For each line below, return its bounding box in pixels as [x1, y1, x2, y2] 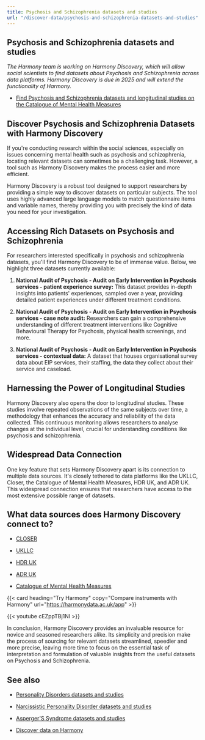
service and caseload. [15, 365, 72, 372]
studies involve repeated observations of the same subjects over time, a [7, 405, 188, 413]
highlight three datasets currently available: [7, 264, 116, 272]
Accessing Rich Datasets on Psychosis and [7, 226, 174, 236]
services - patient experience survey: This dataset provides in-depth [15, 283, 193, 290]
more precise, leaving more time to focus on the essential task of [7, 644, 170, 651]
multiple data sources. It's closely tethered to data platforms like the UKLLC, [7, 472, 198, 479]
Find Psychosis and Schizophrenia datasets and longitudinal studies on [15, 94, 195, 102]
